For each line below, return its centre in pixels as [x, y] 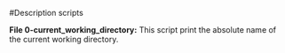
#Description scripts [47, 13]
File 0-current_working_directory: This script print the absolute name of [143, 30]
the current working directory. [64, 39]
